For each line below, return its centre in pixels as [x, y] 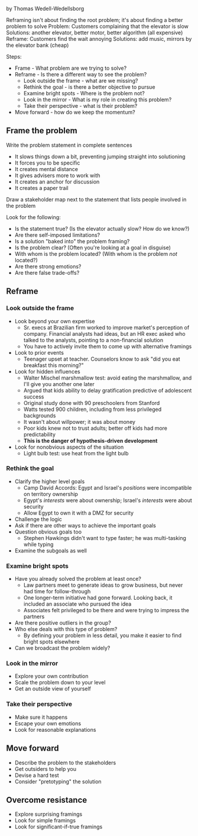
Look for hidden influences [48, 371]
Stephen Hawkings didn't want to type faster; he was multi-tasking [105, 538]
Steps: [14, 57]
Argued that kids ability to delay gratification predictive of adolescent [108, 390]
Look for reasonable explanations [55, 729]
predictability [40, 434]
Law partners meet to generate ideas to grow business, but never [103, 585]
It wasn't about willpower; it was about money [79, 422]
